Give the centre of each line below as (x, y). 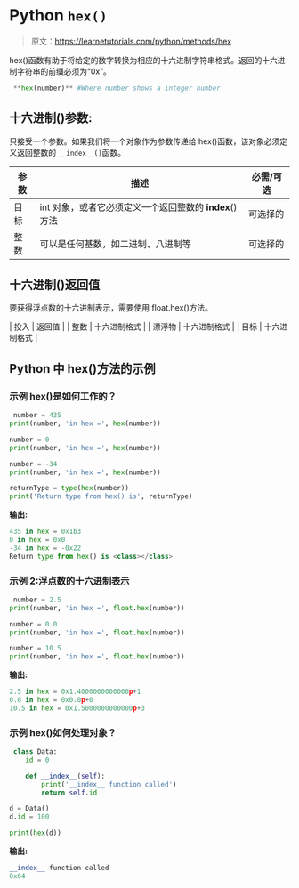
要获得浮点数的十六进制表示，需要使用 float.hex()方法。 (111, 308)
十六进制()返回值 (55, 285)
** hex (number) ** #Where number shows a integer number (117, 88)
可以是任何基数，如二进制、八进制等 (115, 244)
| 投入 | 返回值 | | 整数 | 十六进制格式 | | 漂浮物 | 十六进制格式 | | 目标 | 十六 (145, 327)
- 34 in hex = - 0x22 (45, 548)
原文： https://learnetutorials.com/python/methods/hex (131, 41)
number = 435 (37, 416)
